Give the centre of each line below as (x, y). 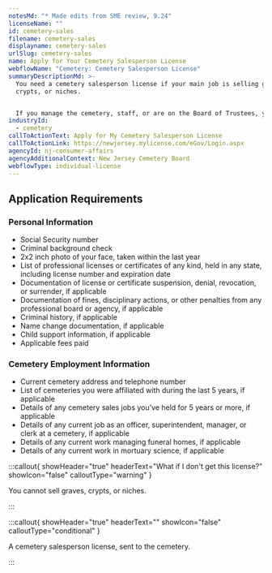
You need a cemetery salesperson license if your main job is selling (137, 84)
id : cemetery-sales (41, 31)
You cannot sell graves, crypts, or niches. (78, 491)
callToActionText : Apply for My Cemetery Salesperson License (115, 136)
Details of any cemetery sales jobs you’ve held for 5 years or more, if (135, 407)
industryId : (28, 121)
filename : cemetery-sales (52, 39)
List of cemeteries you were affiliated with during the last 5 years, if (132, 390)
